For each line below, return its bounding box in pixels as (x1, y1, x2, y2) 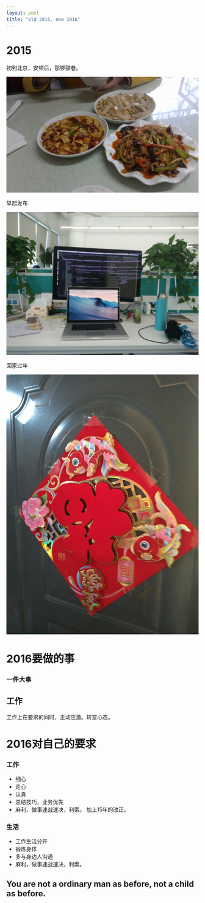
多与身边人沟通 (15, 853, 53, 860)
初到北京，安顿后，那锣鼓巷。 (6, 64, 81, 72)
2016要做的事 (6, 652, 75, 666)
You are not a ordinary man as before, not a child (6, 879, 194, 889)
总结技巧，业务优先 (15, 798, 64, 806)
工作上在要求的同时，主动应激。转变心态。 (6, 713, 113, 721)
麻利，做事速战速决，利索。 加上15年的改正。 (15, 806, 129, 813)
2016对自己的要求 (6, 737, 96, 751)
